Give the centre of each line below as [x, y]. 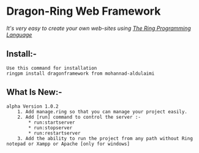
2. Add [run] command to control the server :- [79, 117]
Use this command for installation [52, 68]
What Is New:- [34, 92]
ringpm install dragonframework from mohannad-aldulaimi [81, 73]
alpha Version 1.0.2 [33, 106]
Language [19, 34]
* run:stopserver [50, 128]
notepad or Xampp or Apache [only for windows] [68, 144]
